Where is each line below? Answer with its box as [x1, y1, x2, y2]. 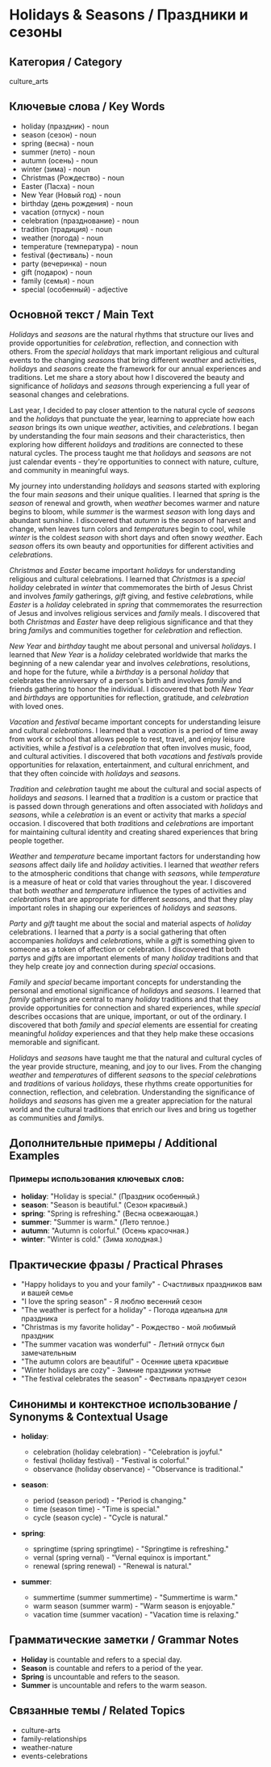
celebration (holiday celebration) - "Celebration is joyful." [32, 1447, 223, 1457]
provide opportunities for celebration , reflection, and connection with [9, 338, 239, 348]
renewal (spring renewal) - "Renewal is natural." [32, 1561, 192, 1571]
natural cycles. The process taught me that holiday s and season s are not [9, 448, 252, 458]
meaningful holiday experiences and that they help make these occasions [9, 1028, 255, 1038]
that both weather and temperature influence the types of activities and [9, 885, 247, 895]
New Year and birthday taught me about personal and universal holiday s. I [9, 641, 256, 651]
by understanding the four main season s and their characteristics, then [9, 431, 245, 441]
